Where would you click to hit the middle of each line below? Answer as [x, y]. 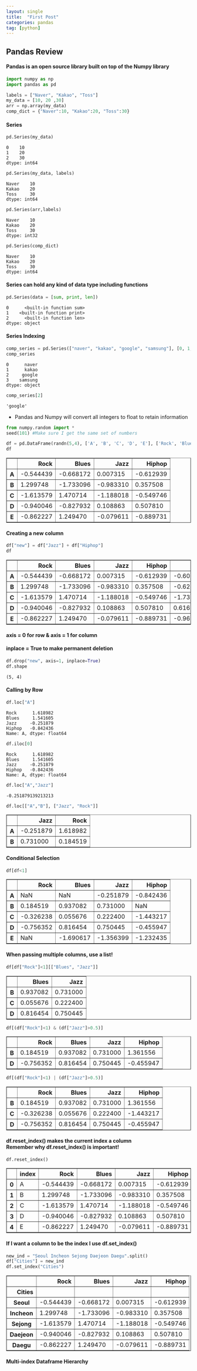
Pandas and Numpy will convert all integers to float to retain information [101, 417]
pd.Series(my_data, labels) [40, 174]
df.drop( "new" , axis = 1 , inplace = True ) [53, 661]
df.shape [17, 666]
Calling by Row [25, 690]
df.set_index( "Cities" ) [35, 1267]
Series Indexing [26, 336]
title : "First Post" [33, 17]
